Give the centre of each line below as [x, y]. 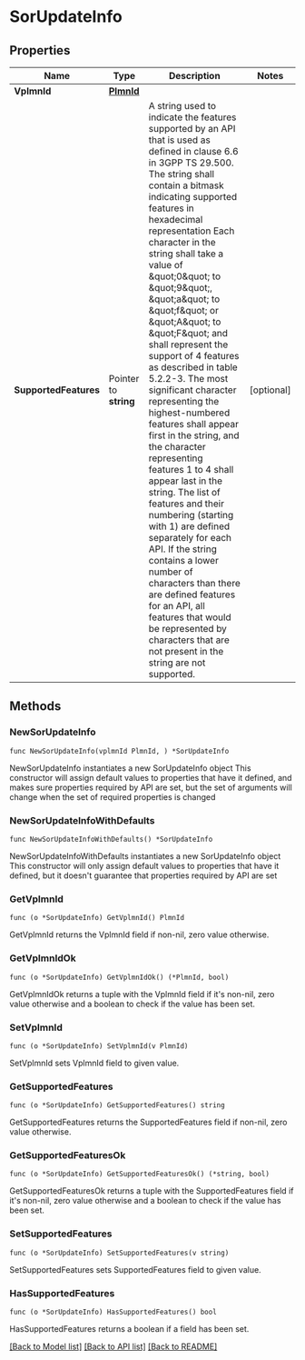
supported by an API [192, 129]
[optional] [270, 390]
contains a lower [184, 560]
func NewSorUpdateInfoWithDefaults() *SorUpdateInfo [111, 839]
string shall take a [186, 254]
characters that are [189, 640]
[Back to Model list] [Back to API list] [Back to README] [113, 1346]
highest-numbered [189, 413]
